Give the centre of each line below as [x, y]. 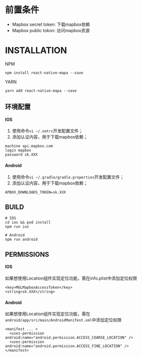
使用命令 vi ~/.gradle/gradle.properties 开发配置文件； [68, 177]
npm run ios [17, 227]
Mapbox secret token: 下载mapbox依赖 [51, 24]
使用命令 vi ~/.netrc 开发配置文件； [47, 131]
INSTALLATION [36, 50]
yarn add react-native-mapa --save [41, 90]
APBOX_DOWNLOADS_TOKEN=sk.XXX [36, 192]
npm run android [21, 240]
